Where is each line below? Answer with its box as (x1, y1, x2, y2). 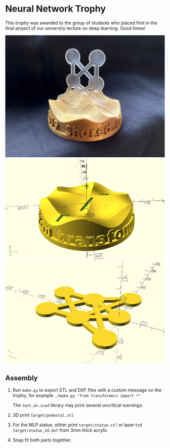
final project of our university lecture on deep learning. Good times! (5, 25, 146, 31)
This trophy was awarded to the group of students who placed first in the (5, 20, 158, 26)
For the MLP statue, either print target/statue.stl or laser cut (12, 422, 143, 428)
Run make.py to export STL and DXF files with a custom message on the (12, 387, 162, 393)
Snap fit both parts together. (12, 437, 72, 443)
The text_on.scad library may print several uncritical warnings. (12, 402, 143, 408)
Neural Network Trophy (5, 3, 106, 15)
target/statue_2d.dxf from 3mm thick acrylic (12, 427, 108, 433)
